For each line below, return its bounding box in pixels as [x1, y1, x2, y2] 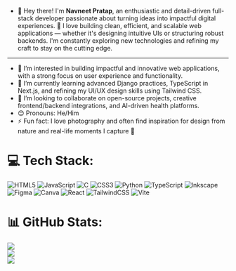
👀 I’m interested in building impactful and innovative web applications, [17, 64, 220, 72]
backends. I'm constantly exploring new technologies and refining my [17, 37, 219, 45]
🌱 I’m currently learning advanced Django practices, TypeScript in [17, 79, 209, 87]
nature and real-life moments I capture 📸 [17, 127, 135, 135]
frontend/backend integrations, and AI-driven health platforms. [17, 102, 200, 110]
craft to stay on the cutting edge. [17, 44, 113, 52]
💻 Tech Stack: [7, 153, 94, 168]
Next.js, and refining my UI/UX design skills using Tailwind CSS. [17, 86, 202, 95]
